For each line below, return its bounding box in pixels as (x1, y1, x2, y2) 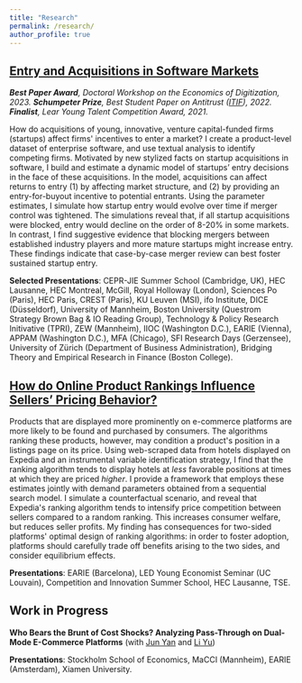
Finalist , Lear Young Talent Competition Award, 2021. (9, 106, 209, 117)
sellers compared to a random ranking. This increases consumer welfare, (9, 512, 281, 523)
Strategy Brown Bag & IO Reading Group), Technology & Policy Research (9, 314, 279, 324)
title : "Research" (9, 13, 78, 23)
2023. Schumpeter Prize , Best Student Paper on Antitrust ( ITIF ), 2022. (9, 96, 272, 108)
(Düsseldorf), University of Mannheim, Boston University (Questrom (9, 304, 261, 315)
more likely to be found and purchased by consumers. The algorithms (9, 425, 269, 436)
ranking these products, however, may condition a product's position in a (9, 435, 280, 446)
